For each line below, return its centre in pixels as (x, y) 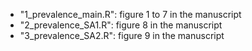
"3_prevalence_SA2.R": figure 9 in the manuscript (122, 35)
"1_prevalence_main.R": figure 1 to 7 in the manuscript (130, 14)
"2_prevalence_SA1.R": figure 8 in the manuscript (121, 25)
